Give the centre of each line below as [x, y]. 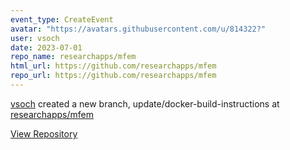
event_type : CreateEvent [62, 19]
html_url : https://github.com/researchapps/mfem [113, 66]
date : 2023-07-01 [46, 47]
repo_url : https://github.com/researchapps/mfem [113, 76]
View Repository [44, 133]
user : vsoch [35, 38]
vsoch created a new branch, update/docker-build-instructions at [145, 103]
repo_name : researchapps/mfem [73, 57]
